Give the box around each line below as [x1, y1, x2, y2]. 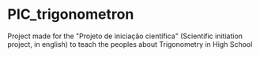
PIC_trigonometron [7, 5, 134, 23]
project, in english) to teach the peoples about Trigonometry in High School [7, 39, 253, 48]
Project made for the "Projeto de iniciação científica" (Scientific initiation [7, 31, 243, 41]
